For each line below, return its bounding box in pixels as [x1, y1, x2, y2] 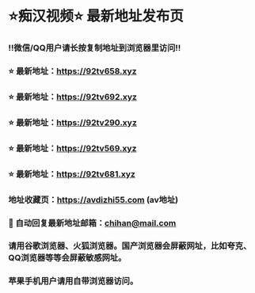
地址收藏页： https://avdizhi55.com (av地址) [8, 194, 179, 205]
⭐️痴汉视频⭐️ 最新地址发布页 [8, 7, 185, 25]
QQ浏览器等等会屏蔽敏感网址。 [8, 253, 127, 264]
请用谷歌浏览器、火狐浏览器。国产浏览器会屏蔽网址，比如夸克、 [8, 241, 252, 252]
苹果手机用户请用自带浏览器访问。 [8, 276, 139, 287]
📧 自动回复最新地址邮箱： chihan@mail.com [8, 217, 177, 228]
